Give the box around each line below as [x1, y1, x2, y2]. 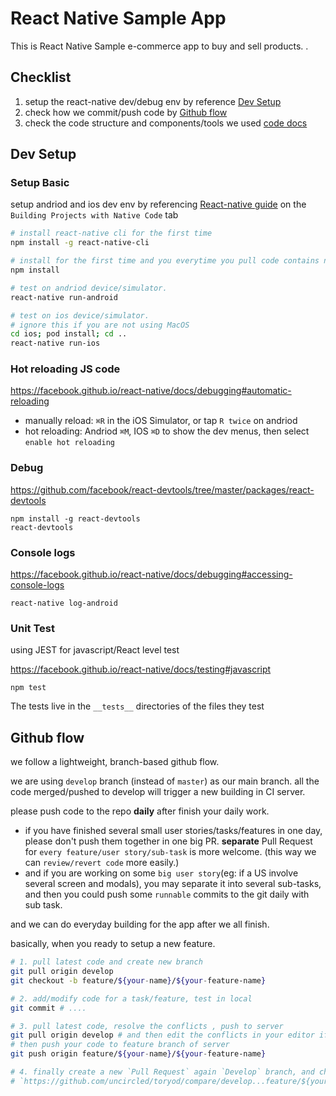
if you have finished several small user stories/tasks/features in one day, [24, 825, 323, 837]
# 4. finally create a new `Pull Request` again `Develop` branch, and [10, 1067, 315, 1077]
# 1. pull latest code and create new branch [10, 957, 203, 967]
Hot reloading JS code [10, 362, 121, 376]
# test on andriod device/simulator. [10, 283, 168, 293]
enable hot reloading [24, 438, 115, 448]
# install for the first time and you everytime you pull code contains [10, 256, 320, 266]
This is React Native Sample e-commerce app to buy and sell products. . [10, 40, 309, 52]
